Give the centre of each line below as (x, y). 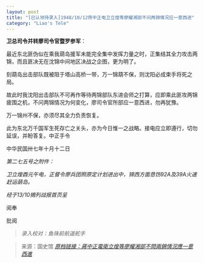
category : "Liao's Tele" (38, 23)
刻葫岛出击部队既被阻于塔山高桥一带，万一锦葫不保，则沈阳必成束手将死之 (99, 75)
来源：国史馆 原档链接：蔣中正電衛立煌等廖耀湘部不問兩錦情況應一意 (107, 247)
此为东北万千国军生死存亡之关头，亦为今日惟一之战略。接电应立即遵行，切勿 (102, 128)
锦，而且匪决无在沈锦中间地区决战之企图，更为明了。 (73, 62)
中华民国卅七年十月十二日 (38, 148)
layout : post (23, 12)
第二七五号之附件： (30, 162)
